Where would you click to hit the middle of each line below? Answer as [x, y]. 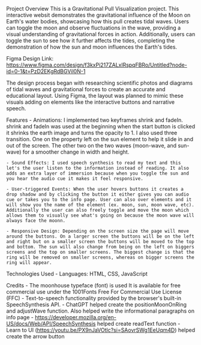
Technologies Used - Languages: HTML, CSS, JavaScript [77, 274]
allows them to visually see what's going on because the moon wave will [100, 215]
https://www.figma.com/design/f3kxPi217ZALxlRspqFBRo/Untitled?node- [97, 65]
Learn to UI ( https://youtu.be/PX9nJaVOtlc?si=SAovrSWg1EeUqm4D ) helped [101, 330]
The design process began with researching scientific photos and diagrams [100, 83]
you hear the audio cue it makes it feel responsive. [75, 179]
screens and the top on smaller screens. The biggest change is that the [100, 252]
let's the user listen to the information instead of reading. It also [97, 168]
